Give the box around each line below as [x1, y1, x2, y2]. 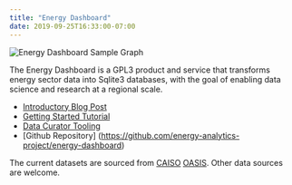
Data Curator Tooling [22, 120, 102, 131]
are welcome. [9, 167, 61, 178]
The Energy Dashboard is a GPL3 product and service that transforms [9, 64, 270, 75]
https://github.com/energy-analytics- [101, 130, 240, 141]
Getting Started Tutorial [22, 111, 111, 122]
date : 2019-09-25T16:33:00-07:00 [9, 22, 136, 31]
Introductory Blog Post [22, 101, 107, 112]
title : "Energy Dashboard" [9, 13, 112, 23]
